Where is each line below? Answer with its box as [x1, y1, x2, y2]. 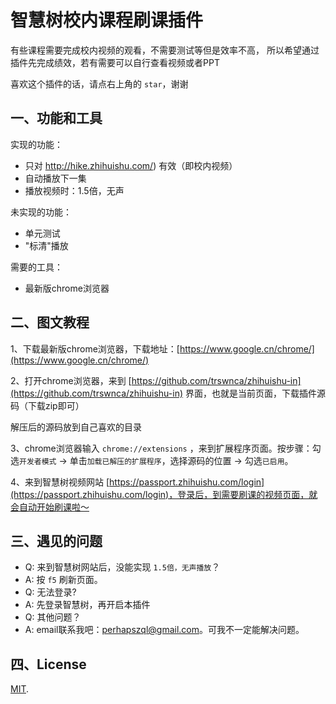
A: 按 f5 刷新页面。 [24, 574, 103, 586]
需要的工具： [10, 261, 63, 273]
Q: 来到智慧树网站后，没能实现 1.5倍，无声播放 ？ [24, 561, 221, 573]
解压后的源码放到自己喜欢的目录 [10, 421, 142, 433]
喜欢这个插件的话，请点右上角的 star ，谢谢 [10, 77, 189, 90]
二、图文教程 [10, 314, 90, 331]
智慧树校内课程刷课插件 [10, 9, 204, 32]
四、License [10, 656, 87, 673]
